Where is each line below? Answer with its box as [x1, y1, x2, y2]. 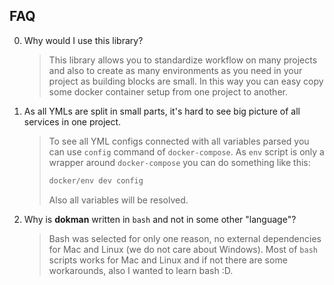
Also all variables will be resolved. [48, 194, 189, 206]
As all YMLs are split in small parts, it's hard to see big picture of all [23, 105, 301, 117]
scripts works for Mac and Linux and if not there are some [48, 254, 288, 266]
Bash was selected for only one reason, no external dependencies [48, 232, 322, 244]
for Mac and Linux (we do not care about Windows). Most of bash [48, 243, 318, 255]
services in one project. [23, 115, 122, 128]
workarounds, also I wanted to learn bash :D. [48, 264, 234, 276]
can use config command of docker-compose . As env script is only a [48, 145, 325, 158]
